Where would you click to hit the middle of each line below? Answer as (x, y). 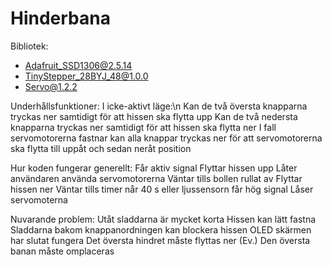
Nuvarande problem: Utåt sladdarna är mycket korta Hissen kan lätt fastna (163, 219)
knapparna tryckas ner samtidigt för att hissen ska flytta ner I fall (143, 127)
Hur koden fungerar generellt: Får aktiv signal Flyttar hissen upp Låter (154, 168)
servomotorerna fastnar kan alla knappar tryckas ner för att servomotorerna (166, 138)
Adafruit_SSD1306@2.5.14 (78, 65)
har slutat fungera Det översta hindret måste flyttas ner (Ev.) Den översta (160, 240)
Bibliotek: (29, 46)
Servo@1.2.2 (51, 86)
